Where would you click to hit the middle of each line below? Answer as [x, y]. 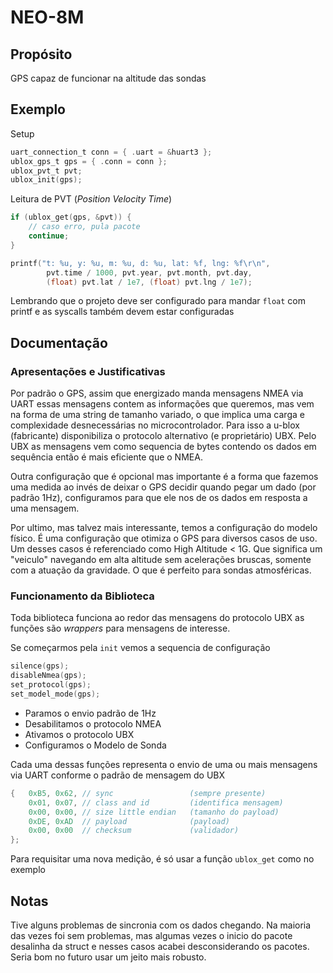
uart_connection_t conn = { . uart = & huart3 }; [111, 152]
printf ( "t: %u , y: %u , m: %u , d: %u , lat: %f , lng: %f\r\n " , [140, 263]
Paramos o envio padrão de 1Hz [90, 713]
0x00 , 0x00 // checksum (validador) [134, 831]
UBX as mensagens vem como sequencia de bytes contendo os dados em [163, 447]
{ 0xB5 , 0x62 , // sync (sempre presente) [138, 793]
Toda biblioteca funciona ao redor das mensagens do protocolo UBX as [157, 618]
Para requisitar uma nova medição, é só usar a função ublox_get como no [162, 859]
